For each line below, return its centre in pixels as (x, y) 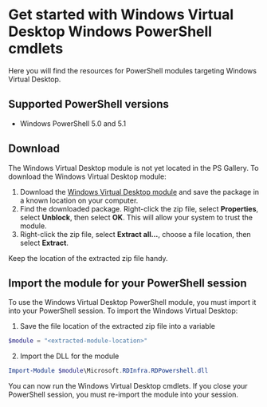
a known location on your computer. (79, 200)
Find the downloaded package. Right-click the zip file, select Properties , (139, 208)
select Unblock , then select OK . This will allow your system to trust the (136, 217)
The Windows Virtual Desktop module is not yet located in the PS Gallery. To (133, 168)
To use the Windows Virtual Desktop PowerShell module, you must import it (132, 302)
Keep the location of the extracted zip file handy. (88, 258)
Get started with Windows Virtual (121, 15)
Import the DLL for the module (69, 356)
